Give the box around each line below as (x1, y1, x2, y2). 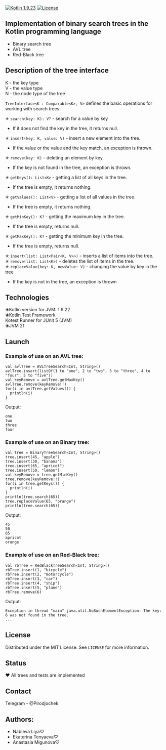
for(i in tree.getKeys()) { (5, 481, 65, 486)
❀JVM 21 (5, 323, 25, 329)
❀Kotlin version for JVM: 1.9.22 (5, 307, 70, 313)
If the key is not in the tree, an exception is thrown (12, 278, 117, 284)
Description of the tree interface (5, 66, 109, 75)
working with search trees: (5, 105, 61, 111)
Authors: (5, 715, 34, 724)
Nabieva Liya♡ (12, 728, 45, 734)
